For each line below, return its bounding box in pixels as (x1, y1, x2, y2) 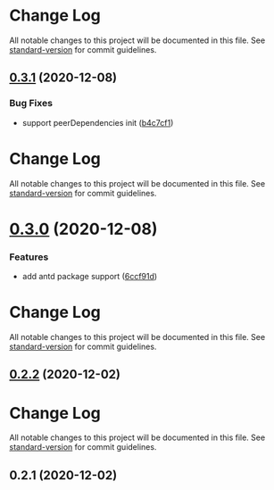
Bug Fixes (9, 97, 54, 110)
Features (9, 251, 49, 263)
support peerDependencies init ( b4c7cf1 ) (21, 117, 174, 128)
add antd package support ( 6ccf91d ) (21, 271, 158, 282)
